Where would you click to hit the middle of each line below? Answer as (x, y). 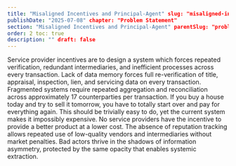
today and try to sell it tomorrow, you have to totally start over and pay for (113, 104)
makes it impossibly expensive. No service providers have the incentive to (114, 119)
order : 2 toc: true (36, 33)
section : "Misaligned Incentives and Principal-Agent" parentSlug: (108, 27)
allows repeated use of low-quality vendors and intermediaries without (110, 134)
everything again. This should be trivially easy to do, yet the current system (116, 112)
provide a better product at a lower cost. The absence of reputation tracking (117, 127)
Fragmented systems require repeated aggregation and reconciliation (108, 90)
